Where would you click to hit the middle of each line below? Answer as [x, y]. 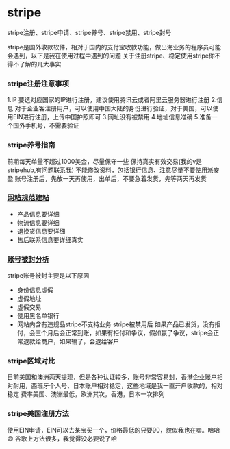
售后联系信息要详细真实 [50, 240]
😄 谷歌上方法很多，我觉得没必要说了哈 [62, 438]
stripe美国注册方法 [38, 414]
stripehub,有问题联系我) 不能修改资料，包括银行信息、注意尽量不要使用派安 [113, 170]
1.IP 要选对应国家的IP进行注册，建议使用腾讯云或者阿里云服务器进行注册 [108, 100]
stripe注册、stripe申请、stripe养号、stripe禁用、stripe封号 [89, 32]
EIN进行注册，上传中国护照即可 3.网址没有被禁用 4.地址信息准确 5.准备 [112, 117]
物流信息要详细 [38, 222]
